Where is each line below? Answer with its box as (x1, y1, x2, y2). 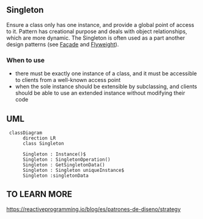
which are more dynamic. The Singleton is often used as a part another (6, 34, 185, 42)
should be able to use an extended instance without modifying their (15, 89, 185, 97)
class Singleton (22, 140, 64, 146)
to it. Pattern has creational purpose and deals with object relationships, (6, 28, 188, 35)
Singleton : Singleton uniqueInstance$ (22, 167, 124, 173)
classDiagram (9, 130, 43, 136)
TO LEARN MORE (6, 189, 72, 199)
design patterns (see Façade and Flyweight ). (6, 40, 119, 48)
